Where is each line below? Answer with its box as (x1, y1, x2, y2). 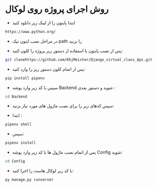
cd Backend (5, 94, 27, 99)
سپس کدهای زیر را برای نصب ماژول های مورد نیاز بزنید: (12, 103, 114, 109)
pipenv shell (5, 122, 32, 127)
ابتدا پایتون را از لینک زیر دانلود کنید (12, 20, 75, 26)
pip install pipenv (5, 75, 45, 81)
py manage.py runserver (5, 177, 54, 183)
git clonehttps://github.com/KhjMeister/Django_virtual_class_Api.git (5, 57, 153, 62)
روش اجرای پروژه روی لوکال (5, 3, 109, 15)
